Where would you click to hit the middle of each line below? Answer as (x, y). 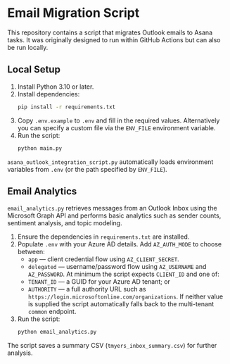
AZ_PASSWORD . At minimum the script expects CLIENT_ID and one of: (123, 274)
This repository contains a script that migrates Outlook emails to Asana (110, 32)
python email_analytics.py (57, 332)
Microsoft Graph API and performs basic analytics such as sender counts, (114, 215)
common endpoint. (52, 312)
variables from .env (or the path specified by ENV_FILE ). (87, 169)
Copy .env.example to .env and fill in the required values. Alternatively (119, 120)
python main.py (40, 148)
